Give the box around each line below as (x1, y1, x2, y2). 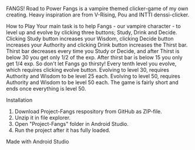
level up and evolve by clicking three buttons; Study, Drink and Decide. (6, 29, 177, 36)
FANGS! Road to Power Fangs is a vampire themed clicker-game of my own (6, 5, 189, 12)
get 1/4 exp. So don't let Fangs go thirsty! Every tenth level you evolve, (6, 60, 177, 67)
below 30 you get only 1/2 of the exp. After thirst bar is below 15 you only (6, 54, 183, 61)
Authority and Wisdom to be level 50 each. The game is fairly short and (6, 79, 179, 86)
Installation (6, 96, 33, 104)
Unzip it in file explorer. (14, 114, 71, 121)
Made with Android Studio (6, 138, 69, 145)
